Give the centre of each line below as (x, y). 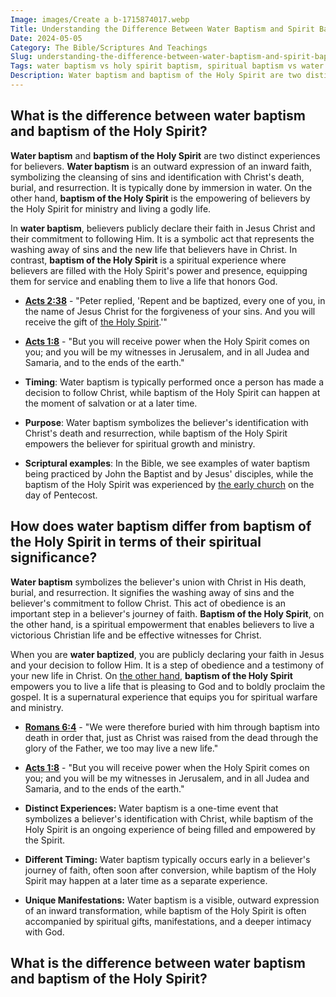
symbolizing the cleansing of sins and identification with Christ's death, (157, 177)
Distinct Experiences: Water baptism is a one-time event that (151, 808)
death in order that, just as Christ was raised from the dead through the (171, 737)
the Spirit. (45, 840)
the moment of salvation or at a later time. (111, 403)
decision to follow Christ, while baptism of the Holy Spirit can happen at (172, 392)
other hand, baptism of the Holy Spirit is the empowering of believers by (160, 198)
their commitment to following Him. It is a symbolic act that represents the (162, 238)
